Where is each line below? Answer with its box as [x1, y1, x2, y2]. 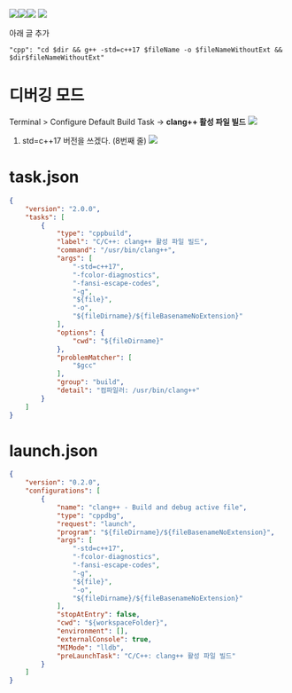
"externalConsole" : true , [56, 634, 152, 643]
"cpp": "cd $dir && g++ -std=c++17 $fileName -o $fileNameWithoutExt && [9, 45, 283, 54]
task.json [9, 167, 80, 187]
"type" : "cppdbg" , [56, 511, 125, 520]
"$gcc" [72, 361, 97, 370]
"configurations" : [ [25, 486, 101, 496]
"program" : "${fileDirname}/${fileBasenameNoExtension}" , [56, 528, 275, 537]
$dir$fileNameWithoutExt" [9, 53, 104, 62]
